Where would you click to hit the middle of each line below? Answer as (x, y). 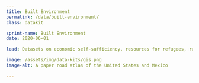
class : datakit (25, 22)
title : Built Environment (38, 11)
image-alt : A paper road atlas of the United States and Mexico (87, 65)
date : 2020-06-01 (28, 39)
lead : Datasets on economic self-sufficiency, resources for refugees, (96, 49)
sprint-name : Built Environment (46, 33)
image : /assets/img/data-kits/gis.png (54, 60)
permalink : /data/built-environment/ (53, 17)
